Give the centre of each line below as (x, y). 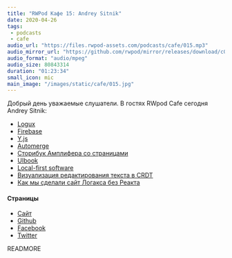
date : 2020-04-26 (32, 20)
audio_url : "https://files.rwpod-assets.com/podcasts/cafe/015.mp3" (108, 45)
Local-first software (45, 168)
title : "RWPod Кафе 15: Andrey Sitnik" (65, 13)
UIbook (28, 161)
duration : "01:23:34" (38, 71)
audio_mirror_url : (33, 52)
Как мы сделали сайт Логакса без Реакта (78, 182)
